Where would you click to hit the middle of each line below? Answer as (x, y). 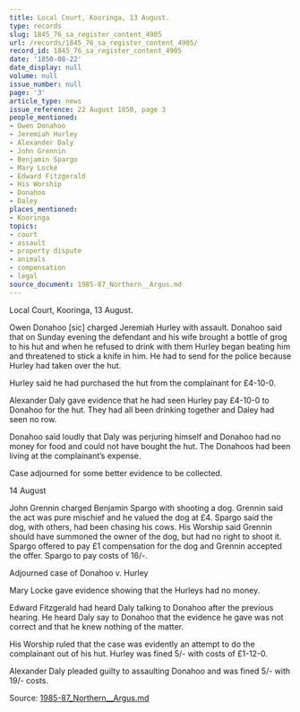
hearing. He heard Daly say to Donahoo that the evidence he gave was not (146, 617)
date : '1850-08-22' (46, 59)
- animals (28, 260)
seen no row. (33, 419)
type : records (36, 26)
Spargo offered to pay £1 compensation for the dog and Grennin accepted (146, 546)
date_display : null (46, 68)
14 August (28, 491)
